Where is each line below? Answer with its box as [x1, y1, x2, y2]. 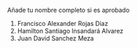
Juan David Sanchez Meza [17, 34, 94, 42]
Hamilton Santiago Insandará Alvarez [17, 27, 124, 35]
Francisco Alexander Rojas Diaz [17, 19, 108, 27]
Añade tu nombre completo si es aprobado [7, 6, 130, 14]
